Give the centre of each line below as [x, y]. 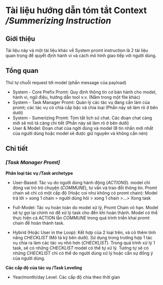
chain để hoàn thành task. [38, 223]
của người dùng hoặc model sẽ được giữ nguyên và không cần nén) [80, 133]
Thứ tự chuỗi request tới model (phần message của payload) [66, 82]
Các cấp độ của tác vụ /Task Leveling [44, 267]
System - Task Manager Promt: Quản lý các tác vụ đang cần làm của [81, 102]
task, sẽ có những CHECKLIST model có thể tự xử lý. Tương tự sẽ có [81, 248]
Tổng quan [22, 71]
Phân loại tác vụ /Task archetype [39, 173]
